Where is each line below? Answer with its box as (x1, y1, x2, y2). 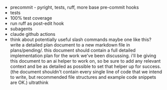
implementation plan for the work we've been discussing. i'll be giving (10, 53, 156, 59)
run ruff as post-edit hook (10, 20, 64, 26)
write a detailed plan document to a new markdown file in (10, 42, 130, 48)
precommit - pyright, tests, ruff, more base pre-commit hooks (10, 5, 139, 10)
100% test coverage (10, 15, 52, 21)
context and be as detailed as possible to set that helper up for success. (10, 63, 161, 69)
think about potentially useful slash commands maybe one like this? (10, 36, 152, 42)
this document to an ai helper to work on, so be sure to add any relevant (10, 58, 161, 64)
